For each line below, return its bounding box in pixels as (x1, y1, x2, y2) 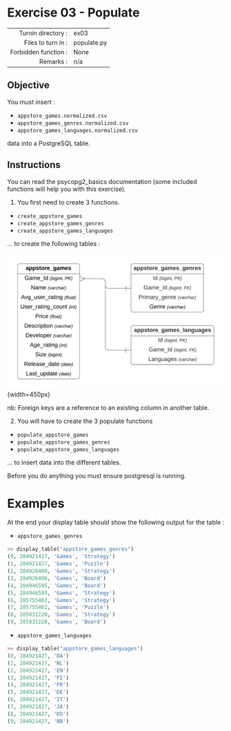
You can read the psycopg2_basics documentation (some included (7, 177, 198, 185)
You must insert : (7, 98, 55, 106)
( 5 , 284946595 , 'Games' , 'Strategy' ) (7, 589, 116, 597)
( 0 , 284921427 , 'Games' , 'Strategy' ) (7, 553, 116, 560)
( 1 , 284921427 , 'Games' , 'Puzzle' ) (7, 560, 110, 568)
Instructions (7, 159, 61, 171)
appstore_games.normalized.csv (17, 112, 108, 119)
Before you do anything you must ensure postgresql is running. (7, 471, 186, 480)
